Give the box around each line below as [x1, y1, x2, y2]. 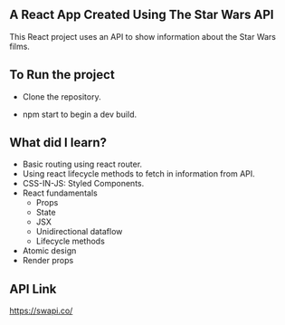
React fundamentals [22, 187, 98, 198]
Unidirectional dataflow [35, 226, 123, 237]
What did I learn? [9, 135, 107, 150]
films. [9, 41, 30, 52]
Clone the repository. [22, 91, 101, 102]
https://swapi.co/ [9, 305, 73, 316]
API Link [9, 281, 57, 297]
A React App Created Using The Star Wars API [9, 7, 274, 23]
